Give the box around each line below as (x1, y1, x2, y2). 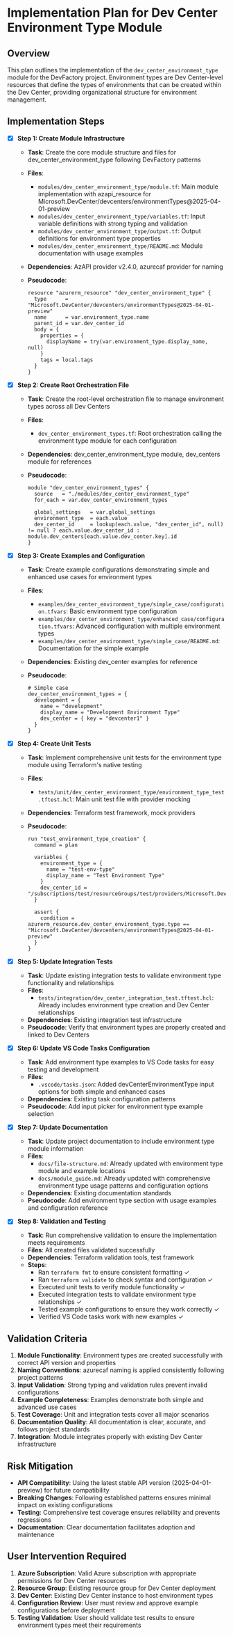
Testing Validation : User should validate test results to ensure (17, 1613, 196, 1621)
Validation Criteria (7, 1332, 88, 1344)
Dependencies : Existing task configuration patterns (27, 1095, 175, 1103)
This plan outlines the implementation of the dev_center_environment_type (7, 66, 218, 74)
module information (27, 1145, 84, 1153)
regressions (17, 1516, 52, 1524)
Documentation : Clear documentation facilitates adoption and (17, 1523, 196, 1531)
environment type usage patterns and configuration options (37, 1181, 209, 1190)
